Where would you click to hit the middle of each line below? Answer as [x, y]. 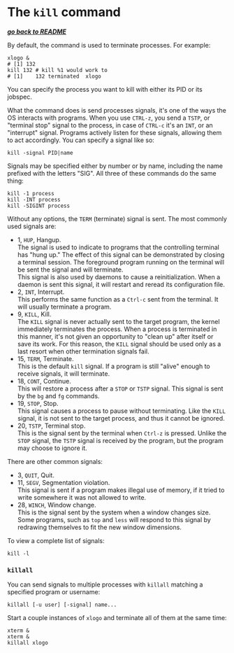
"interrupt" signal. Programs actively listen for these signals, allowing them [115, 132]
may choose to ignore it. [52, 448]
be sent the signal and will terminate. [70, 269]
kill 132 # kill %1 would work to [58, 70]
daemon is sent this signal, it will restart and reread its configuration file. [121, 284]
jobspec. [20, 97]
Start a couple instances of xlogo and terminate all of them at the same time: [117, 618]
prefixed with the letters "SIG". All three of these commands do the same [112, 173]
